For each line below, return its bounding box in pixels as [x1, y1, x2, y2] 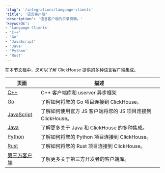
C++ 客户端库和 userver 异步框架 [41, 89, 117, 96]
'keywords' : [5, 21, 29, 26]
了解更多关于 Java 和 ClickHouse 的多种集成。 [41, 124, 148, 131]
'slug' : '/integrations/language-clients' [5, 7, 93, 12]
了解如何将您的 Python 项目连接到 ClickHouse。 [41, 134, 152, 141]
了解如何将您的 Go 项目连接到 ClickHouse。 [41, 99, 142, 106]
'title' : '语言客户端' [5, 12, 48, 17]
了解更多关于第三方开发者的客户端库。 [41, 156, 130, 163]
